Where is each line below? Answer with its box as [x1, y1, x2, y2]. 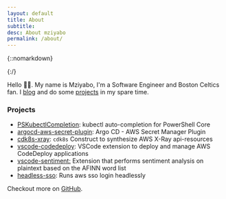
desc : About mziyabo [7, 29, 67, 36]
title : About [7, 16, 45, 23]
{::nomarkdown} [7, 54, 54, 62]
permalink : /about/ [7, 36, 63, 42]
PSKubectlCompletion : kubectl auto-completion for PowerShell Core [16, 120, 211, 129]
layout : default [7, 10, 54, 17]
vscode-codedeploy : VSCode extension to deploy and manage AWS [16, 142, 211, 150]
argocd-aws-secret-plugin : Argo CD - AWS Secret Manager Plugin [16, 128, 206, 136]
